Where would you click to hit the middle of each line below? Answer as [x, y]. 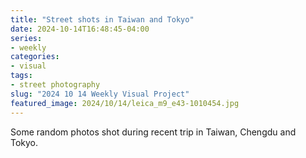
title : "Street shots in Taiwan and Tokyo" [102, 19]
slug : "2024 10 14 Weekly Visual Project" [100, 94]
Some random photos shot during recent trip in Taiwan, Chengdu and [153, 132]
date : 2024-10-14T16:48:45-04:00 [80, 29]
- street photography [55, 85]
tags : [21, 76]
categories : [35, 57]
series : [26, 38]
